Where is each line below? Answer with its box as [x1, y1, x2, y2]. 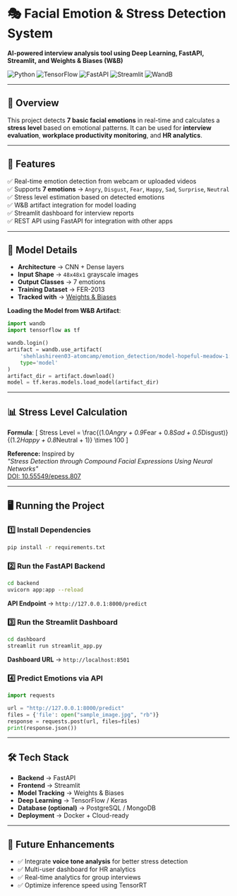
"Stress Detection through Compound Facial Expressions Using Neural [7, 457, 213, 466]
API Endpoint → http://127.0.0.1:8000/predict [7, 599, 147, 608]
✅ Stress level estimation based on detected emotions [7, 192, 165, 201]
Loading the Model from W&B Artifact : [7, 307, 121, 315]
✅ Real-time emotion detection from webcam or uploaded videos [7, 177, 197, 185]
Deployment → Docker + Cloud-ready [17, 811, 129, 820]
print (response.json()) [7, 724, 78, 731]
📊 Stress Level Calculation [7, 406, 128, 418]
